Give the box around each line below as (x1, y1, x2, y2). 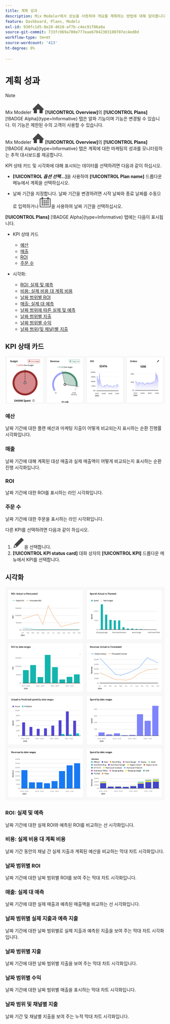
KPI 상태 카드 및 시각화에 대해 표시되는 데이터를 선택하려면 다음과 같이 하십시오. (5, 163, 162, 169)
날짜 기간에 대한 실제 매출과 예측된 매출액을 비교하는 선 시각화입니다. (5, 901, 140, 907)
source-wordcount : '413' (5, 41, 58, 46)
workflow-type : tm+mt (5, 35, 51, 40)
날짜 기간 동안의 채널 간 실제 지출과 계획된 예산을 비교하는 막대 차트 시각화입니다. (5, 848, 164, 854)
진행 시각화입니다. (5, 464, 41, 470)
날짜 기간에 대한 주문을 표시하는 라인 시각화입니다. (5, 516, 104, 522)
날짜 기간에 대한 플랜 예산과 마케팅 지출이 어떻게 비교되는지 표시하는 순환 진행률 (5, 425, 162, 431)
